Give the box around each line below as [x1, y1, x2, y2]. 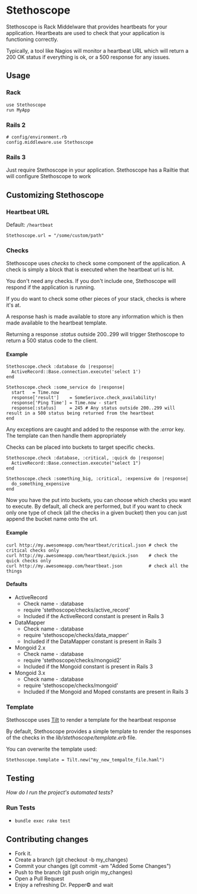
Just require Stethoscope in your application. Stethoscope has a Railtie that [6, 166, 189, 173]
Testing [6, 773, 35, 783]
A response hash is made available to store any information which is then [6, 313, 184, 320]
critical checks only [6, 547, 60, 554]
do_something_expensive [11, 481, 70, 487]
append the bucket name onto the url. [6, 516, 98, 523]
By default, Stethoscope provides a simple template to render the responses [6, 728, 192, 735]
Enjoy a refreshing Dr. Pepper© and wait [14, 882, 113, 889]
